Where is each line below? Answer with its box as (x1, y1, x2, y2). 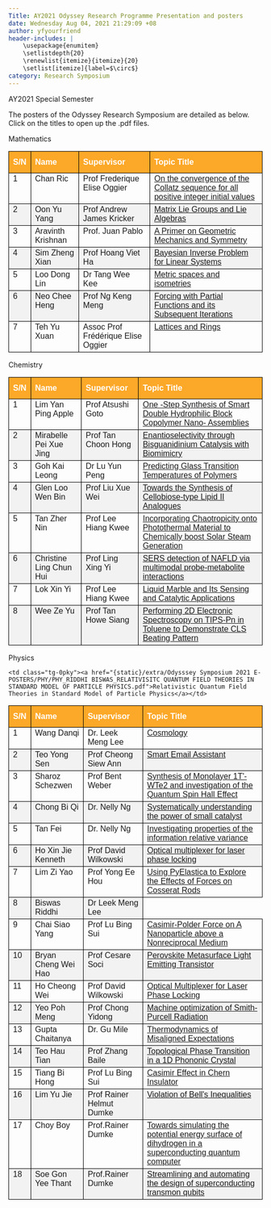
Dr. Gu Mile (87, 1024, 129, 1034)
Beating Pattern (142, 633, 199, 642)
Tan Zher (35, 513, 67, 523)
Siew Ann (87, 759, 122, 768)
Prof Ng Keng (83, 291, 132, 301)
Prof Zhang (87, 1046, 128, 1055)
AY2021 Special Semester (8, 94, 94, 103)
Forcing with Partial (154, 291, 223, 301)
